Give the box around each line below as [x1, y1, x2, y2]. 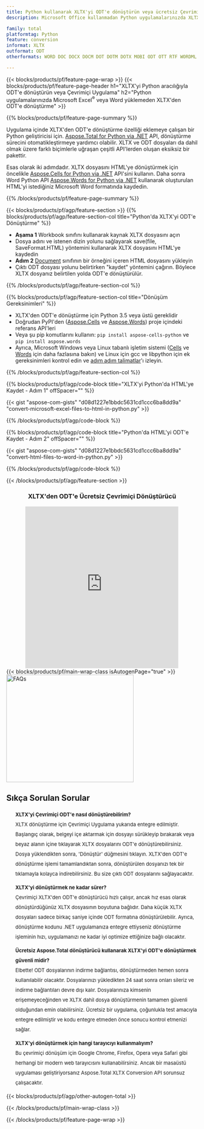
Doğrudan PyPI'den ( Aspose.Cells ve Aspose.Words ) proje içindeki [15, 318, 183, 326]
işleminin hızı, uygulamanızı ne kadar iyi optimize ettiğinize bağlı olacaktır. [15, 933, 186, 940]
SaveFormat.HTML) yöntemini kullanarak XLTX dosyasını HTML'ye [15, 244, 181, 252]
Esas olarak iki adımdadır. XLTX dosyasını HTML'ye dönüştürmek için [6, 163, 178, 171]
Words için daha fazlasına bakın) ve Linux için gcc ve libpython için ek [15, 351, 190, 358]
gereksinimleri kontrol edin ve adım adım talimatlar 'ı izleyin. [15, 357, 163, 365]
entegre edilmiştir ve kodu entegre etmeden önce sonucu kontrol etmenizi [15, 1016, 187, 1023]
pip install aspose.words [15, 338, 81, 345]
